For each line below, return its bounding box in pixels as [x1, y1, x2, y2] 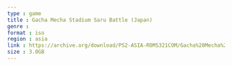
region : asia [7, 36, 48, 43]
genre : [7, 23, 30, 30]
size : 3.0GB [7, 49, 45, 56]
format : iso [7, 29, 45, 36]
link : [7, 42, 26, 49]
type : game [7, 10, 41, 17]
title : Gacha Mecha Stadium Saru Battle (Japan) [7, 16, 153, 23]
